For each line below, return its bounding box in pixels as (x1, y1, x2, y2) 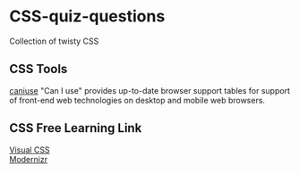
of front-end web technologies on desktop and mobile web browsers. (9, 95, 266, 105)
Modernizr (9, 153, 47, 164)
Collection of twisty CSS (9, 36, 99, 46)
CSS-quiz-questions (9, 6, 166, 27)
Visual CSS (9, 144, 51, 155)
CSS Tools (9, 62, 68, 77)
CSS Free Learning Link (9, 120, 142, 136)
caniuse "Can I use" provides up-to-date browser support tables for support (9, 85, 291, 95)
